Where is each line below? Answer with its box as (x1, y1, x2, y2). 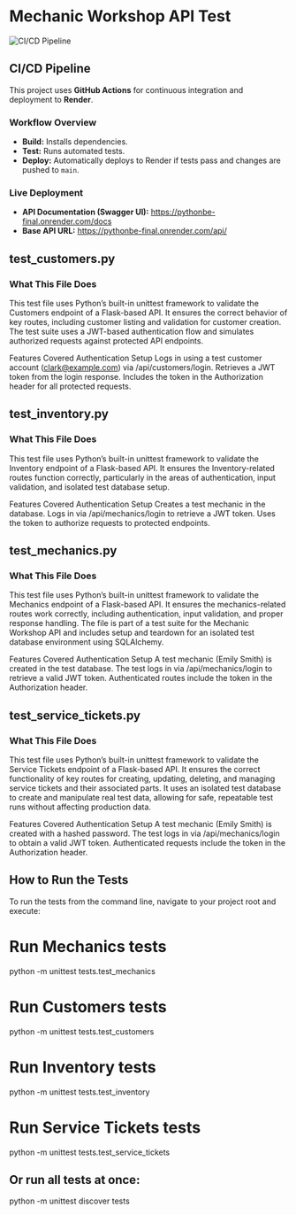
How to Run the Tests (9, 872, 129, 887)
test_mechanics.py (9, 543, 118, 559)
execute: (9, 905, 42, 916)
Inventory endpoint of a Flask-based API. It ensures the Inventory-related (9, 462, 276, 473)
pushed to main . (21, 165, 80, 175)
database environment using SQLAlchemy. (9, 637, 164, 647)
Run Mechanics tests (9, 937, 167, 957)
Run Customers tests (9, 997, 167, 1018)
